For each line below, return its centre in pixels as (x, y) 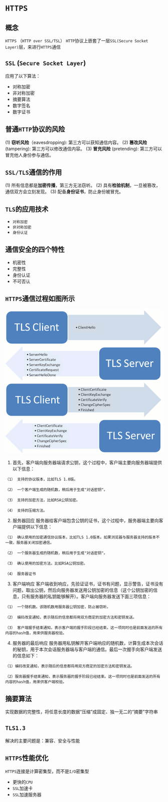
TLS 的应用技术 (27, 209)
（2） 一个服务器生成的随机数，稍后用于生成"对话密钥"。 (56, 553)
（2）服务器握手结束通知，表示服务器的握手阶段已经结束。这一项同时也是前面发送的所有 (83, 677)
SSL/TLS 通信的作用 (34, 173)
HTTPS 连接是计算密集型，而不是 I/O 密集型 (47, 771)
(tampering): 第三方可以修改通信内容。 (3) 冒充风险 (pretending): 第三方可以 (83, 149)
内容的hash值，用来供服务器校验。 (36, 633)
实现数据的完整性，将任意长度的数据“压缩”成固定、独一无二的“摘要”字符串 (81, 712)
